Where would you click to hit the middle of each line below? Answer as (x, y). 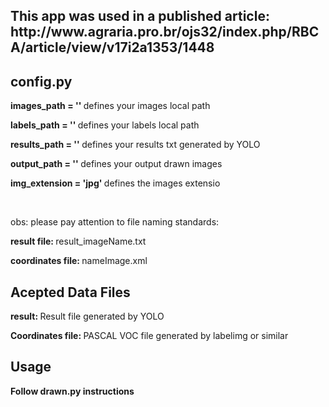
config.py (41, 81)
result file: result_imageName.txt (78, 241)
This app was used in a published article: (140, 16)
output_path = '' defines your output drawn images (116, 164)
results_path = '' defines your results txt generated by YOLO (135, 145)
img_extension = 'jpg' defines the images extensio (115, 183)
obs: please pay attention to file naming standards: (115, 222)
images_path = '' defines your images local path (110, 106)
